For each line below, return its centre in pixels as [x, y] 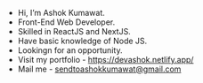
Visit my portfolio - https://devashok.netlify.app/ [106, 60]
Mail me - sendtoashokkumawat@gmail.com [99, 69]
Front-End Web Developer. [66, 22]
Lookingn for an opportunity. [70, 50]
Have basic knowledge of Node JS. [82, 41]
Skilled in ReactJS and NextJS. [74, 31]
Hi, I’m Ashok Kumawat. [61, 13]
